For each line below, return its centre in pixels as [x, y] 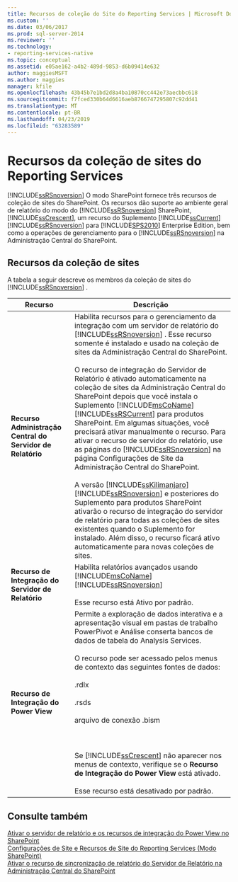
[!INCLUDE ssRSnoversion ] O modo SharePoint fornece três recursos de [112, 195]
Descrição [151, 305]
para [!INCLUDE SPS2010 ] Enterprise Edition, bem [158, 225]
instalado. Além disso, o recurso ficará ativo [147, 538]
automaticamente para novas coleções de [144, 547]
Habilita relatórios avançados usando [136, 567]
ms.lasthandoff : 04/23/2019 [49, 119]
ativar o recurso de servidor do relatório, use [148, 441]
